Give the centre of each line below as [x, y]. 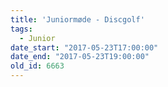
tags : [21, 29]
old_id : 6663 [37, 66]
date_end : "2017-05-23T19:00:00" [80, 57]
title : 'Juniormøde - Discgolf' [77, 19]
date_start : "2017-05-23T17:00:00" [84, 47]
